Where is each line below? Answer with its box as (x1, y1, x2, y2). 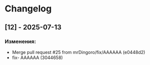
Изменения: (5, 38, 36, 45)
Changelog (5, 3, 52, 14)
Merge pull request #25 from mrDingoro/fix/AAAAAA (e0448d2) (12, 49, 145, 55)
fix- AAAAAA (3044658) (12, 54, 63, 60)
